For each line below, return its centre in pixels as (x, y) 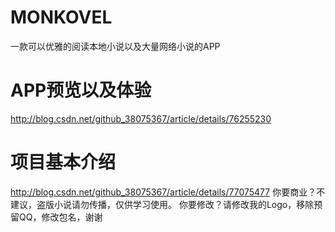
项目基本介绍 (63, 162)
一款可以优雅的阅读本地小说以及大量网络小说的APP (115, 46)
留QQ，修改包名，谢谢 (56, 217)
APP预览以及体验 (81, 90)
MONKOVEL (61, 17)
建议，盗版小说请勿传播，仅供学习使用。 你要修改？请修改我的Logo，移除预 (166, 204)
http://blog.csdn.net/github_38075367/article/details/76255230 (141, 118)
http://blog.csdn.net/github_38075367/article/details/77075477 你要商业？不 (168, 192)
